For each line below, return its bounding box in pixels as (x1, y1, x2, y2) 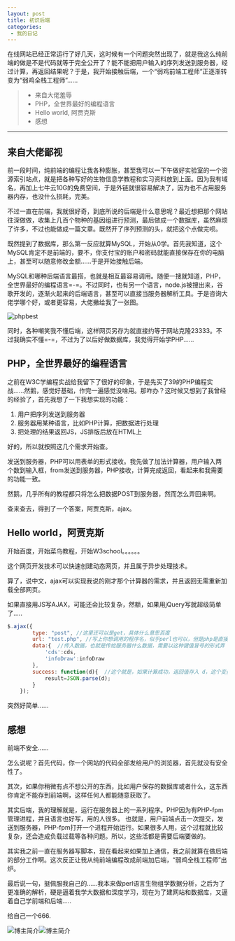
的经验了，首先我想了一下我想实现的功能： (7, 395, 130, 403)
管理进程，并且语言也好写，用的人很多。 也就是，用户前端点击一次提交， (7, 814, 218, 823)
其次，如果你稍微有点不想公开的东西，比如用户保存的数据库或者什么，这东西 (7, 782, 228, 791)
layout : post (7, 10, 45, 17)
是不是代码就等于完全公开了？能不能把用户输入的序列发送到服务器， (25, 59, 222, 67)
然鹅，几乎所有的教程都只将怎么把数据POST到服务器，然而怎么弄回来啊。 (7, 489, 220, 497)
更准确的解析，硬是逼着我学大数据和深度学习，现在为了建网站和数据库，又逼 (7, 888, 228, 896)
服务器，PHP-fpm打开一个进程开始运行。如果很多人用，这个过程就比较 (19, 823, 224, 832)
